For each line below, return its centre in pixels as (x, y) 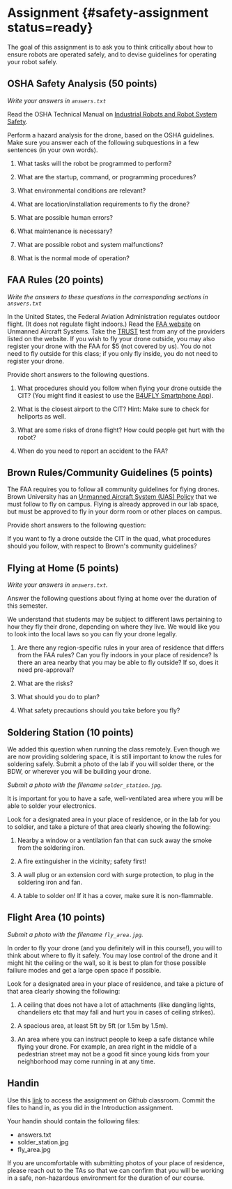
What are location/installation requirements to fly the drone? (103, 204)
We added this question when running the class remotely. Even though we (114, 749)
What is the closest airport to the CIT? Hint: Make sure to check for (113, 409)
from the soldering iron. (51, 848)
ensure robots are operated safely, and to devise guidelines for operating (112, 54)
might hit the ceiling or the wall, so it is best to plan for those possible (107, 963)
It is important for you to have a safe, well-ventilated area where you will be (115, 798)
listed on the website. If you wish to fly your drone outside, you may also (111, 338)
